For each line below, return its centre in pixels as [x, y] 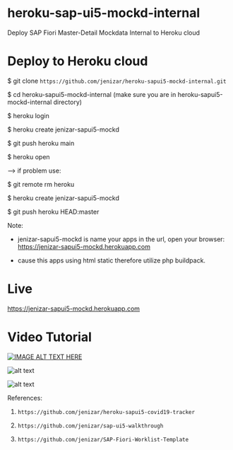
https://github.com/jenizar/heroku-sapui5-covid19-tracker [106, 412]
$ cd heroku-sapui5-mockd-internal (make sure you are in [92, 94]
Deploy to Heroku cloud [78, 61]
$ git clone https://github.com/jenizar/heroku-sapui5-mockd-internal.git [117, 81]
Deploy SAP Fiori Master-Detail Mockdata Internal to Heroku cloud [103, 33]
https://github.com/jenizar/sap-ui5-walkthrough [90, 426]
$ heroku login [28, 115]
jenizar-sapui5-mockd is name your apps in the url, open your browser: [121, 239]
